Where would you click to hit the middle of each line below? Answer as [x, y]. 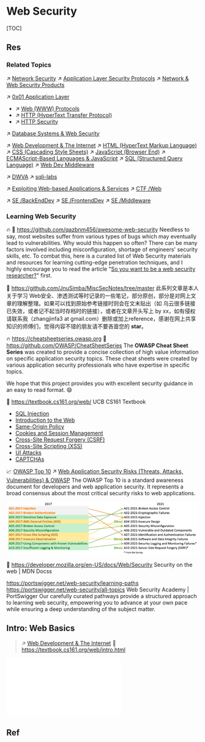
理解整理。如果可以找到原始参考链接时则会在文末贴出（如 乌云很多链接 [106, 303]
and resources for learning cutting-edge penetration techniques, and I [95, 262]
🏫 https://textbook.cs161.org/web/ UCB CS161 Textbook [76, 402]
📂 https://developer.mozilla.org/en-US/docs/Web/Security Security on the [99, 564]
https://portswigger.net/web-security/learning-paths [73, 583]
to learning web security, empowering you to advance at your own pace [97, 602]
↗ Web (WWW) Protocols [47, 108]
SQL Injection [32, 413]
